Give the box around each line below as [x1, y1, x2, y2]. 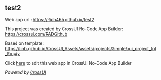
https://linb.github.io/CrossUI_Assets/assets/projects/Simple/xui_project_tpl [5, 45, 156, 51]
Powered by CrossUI [5, 69, 46, 75]
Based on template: [5, 40, 44, 46]
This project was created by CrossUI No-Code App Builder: [5, 26, 124, 32]
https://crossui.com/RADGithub [5, 31, 68, 37]
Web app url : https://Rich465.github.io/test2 [5, 16, 95, 22]
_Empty [5, 51, 20, 56]
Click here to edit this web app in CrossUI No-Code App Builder [5, 60, 132, 66]
